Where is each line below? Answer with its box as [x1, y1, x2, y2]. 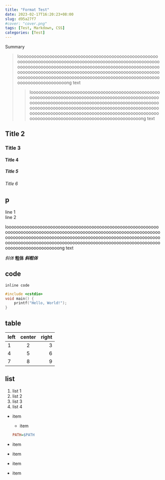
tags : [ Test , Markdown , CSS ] [5, 26, 65, 31]
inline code [5, 283, 30, 288]
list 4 [12, 403, 23, 409]
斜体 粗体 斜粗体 [5, 255, 38, 261]
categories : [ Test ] [5, 30, 45, 35]
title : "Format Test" [5, 7, 50, 12]
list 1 [12, 388, 22, 393]
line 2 [5, 214, 16, 220]
